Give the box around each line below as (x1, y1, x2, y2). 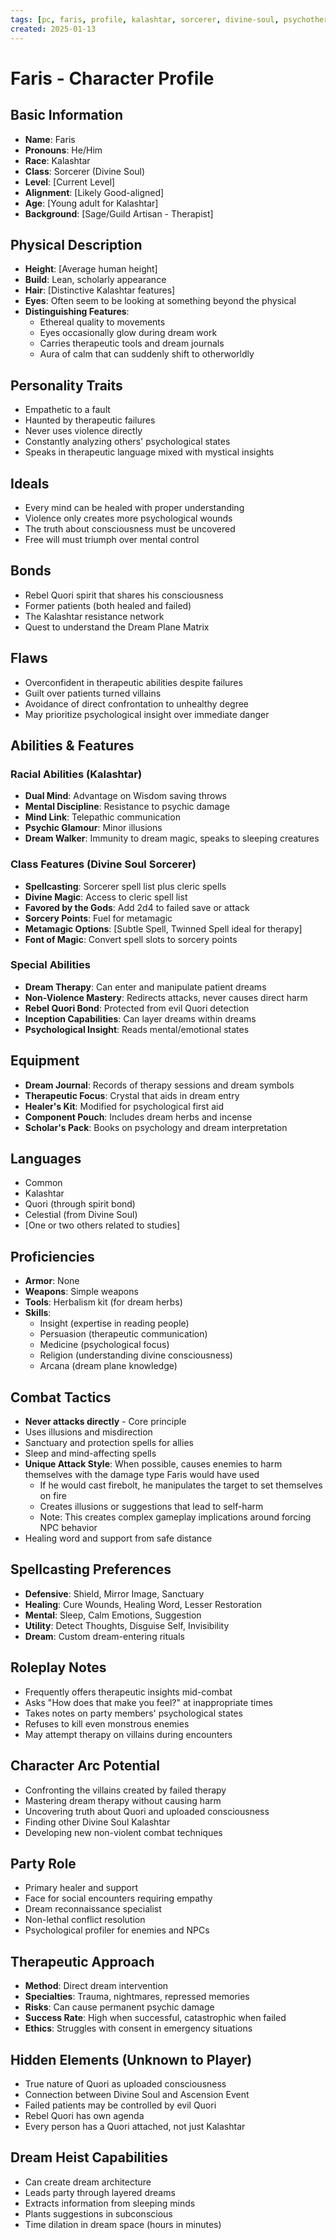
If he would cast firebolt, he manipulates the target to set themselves (39, 1479, 323, 1491)
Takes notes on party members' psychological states (24, 1707, 243, 1719)
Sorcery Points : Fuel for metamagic (24, 912, 173, 924)
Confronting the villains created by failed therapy (24, 1784, 227, 1796)
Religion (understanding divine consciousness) (39, 1349, 233, 1361)
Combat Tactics (10, 1389, 112, 1406)
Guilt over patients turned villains (24, 687, 162, 699)
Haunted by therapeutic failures (24, 414, 156, 426)
